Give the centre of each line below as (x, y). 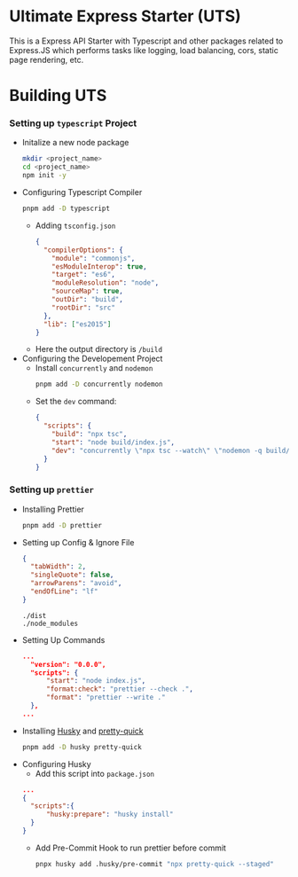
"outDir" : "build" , (88, 300)
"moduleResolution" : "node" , (106, 283)
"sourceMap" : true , (88, 291)
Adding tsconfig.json (75, 225)
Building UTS (58, 96)
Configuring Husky (56, 763)
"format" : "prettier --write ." (106, 698)
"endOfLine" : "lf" (64, 591)
